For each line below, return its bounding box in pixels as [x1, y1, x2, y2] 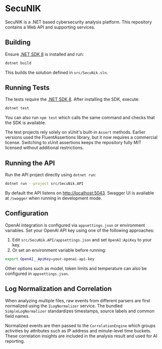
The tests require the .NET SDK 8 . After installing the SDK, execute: [5, 96, 140, 102]
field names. [5, 313, 30, 319]
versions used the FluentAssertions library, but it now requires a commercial [5, 134, 158, 140]
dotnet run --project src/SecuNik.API [5, 181, 84, 186]
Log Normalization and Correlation [5, 285, 112, 293]
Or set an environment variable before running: [12, 247, 107, 253]
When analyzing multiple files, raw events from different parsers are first [5, 297, 150, 303]
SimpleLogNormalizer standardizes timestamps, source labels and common [5, 308, 155, 314]
